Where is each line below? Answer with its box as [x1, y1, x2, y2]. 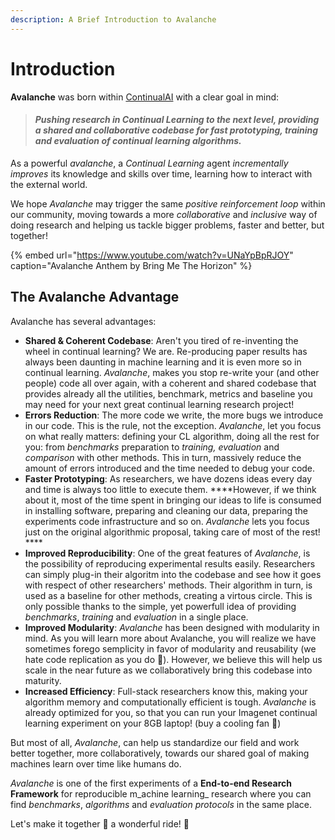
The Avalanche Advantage [10, 289, 180, 306]
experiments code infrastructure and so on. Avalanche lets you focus [24, 515, 310, 527]
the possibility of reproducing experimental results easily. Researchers [24, 557, 316, 570]
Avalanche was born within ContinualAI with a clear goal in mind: [10, 91, 280, 103]
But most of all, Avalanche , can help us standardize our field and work [10, 736, 300, 748]
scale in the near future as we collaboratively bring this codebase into [24, 664, 313, 676]
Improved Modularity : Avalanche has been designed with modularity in [24, 621, 320, 633]
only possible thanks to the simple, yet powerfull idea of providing [24, 600, 297, 612]
